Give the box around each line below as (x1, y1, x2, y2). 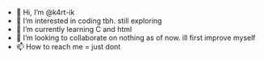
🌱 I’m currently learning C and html (15, 25, 132, 33)
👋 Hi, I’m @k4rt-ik (15, 8, 75, 17)
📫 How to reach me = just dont (15, 42, 121, 51)
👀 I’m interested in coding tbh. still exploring (15, 16, 162, 26)
